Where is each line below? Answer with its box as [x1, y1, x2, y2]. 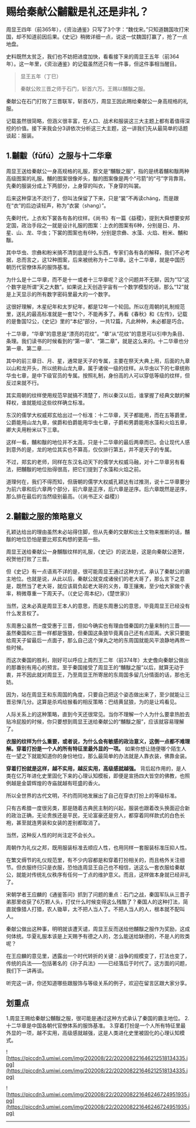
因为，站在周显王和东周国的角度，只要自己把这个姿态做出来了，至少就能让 [6, 691, 185, 698]
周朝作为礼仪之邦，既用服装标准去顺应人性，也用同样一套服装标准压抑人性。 [6, 844, 190, 851]
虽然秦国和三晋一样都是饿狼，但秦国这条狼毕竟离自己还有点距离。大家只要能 [6, 629, 190, 636]
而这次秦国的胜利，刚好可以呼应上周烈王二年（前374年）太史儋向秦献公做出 [6, 656, 189, 663]
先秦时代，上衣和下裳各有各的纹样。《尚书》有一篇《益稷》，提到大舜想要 [6, 214, 180, 221]
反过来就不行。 [6, 379, 42, 386]
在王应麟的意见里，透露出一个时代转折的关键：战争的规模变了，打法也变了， [6, 952, 190, 959]
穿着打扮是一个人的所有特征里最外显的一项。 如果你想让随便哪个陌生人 [16, 745, 187, 752]
